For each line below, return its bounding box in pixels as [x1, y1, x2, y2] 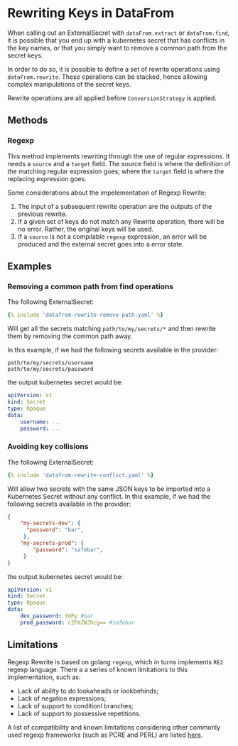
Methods [7, 114, 48, 126]
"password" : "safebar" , [33, 546, 103, 553]
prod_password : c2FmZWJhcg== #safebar [20, 619, 135, 626]
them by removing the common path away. [7, 332, 133, 340]
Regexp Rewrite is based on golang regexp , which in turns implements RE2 [7, 657, 224, 666]
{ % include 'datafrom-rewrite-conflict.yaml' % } [7, 471, 154, 479]
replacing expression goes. [7, 174, 87, 183]
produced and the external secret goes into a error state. [17, 239, 185, 248]
